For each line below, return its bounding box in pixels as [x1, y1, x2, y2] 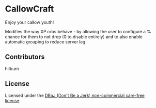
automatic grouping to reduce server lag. [5, 39, 87, 44]
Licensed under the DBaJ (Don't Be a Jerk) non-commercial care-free [5, 93, 145, 98]
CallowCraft [5, 3, 54, 14]
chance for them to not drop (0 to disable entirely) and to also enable [5, 34, 143, 40]
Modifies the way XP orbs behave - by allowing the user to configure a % [5, 28, 151, 34]
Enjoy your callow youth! [5, 19, 54, 25]
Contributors [5, 53, 45, 61]
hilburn [5, 66, 19, 71]
